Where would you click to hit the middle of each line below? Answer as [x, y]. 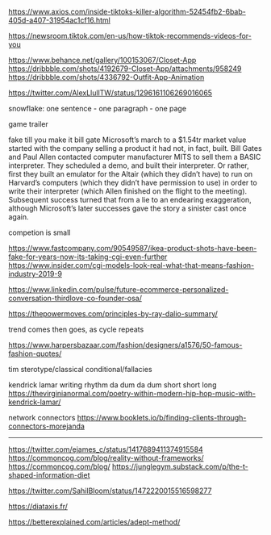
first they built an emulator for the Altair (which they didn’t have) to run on [131, 174]
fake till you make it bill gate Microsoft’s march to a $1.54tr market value [127, 140]
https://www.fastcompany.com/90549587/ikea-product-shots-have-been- [133, 248]
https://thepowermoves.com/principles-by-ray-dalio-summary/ [113, 313]
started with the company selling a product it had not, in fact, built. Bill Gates [135, 148]
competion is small [40, 232]
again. [19, 217]
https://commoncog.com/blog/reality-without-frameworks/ [106, 458]
